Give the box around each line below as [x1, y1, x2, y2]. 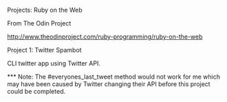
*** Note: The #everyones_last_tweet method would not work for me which [7, 72, 221, 81]
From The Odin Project [7, 19, 72, 27]
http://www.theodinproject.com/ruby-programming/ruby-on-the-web [7, 32, 203, 41]
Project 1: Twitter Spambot [7, 46, 82, 54]
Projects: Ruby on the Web [7, 6, 83, 14]
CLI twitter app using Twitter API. [7, 59, 101, 68]
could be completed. [7, 88, 66, 95]
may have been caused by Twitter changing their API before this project [7, 80, 211, 88]
